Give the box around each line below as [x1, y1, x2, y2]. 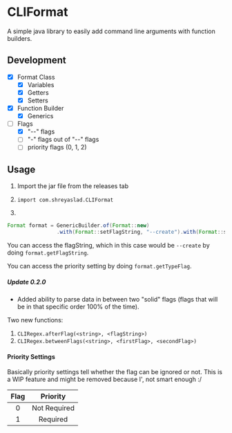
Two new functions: [7, 315, 64, 324]
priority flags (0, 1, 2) [27, 143, 88, 151]
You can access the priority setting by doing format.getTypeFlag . [7, 261, 192, 270]
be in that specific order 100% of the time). [17, 302, 139, 311]
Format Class [17, 73, 55, 81]
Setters [27, 96, 48, 104]
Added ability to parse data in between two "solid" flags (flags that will [17, 295, 218, 303]
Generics [27, 112, 54, 120]
